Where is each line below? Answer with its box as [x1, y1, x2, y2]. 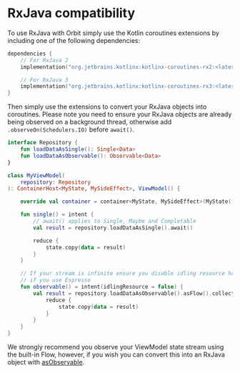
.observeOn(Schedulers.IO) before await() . [7, 125, 135, 134]
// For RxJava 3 [20, 76, 69, 84]
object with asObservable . [7, 358, 85, 367]
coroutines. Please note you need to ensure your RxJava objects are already [7, 110, 232, 119]
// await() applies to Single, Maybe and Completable [33, 218, 196, 225]
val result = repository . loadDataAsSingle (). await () [33, 224, 194, 232]
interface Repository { [7, 139, 79, 146]
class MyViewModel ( [7, 171, 66, 179]
